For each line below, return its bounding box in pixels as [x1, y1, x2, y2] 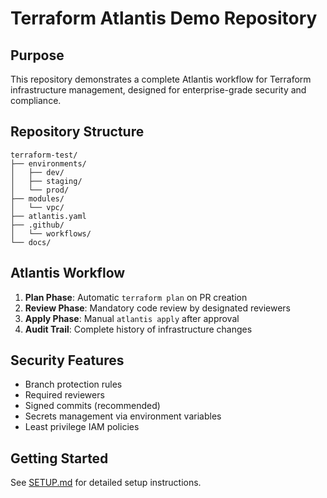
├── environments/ [10, 158, 87, 169]
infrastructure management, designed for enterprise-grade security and [10, 84, 307, 96]
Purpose [10, 47, 65, 64]
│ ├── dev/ [10, 167, 65, 177]
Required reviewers [24, 389, 105, 401]
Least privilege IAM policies [24, 421, 140, 433]
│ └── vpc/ [10, 202, 65, 212]
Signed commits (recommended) [24, 400, 161, 412]
